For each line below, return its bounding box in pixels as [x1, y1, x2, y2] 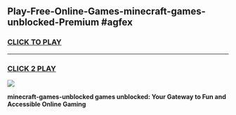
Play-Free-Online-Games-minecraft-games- [7, 6, 206, 17]
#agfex [100, 17, 133, 29]
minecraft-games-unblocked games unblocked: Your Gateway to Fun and [7, 92, 227, 100]
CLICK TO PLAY [7, 38, 62, 47]
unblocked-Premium [7, 17, 100, 29]
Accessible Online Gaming [7, 100, 86, 108]
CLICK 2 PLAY [7, 63, 56, 73]
